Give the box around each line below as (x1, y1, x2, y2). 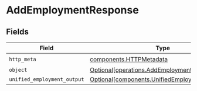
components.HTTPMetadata (90, 55, 168, 63)
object (9, 66, 28, 73)
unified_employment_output (9, 76, 84, 82)
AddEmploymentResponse (6, 3, 139, 17)
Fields (6, 27, 29, 37)
